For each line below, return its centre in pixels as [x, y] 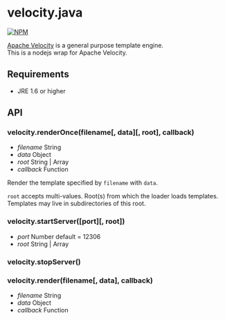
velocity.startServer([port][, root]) [66, 221]
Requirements [38, 74]
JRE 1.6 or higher [41, 91]
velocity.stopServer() [44, 262]
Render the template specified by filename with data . [82, 183]
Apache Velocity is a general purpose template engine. [85, 45]
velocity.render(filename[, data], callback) [80, 280]
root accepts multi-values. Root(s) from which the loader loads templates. [113, 196]
